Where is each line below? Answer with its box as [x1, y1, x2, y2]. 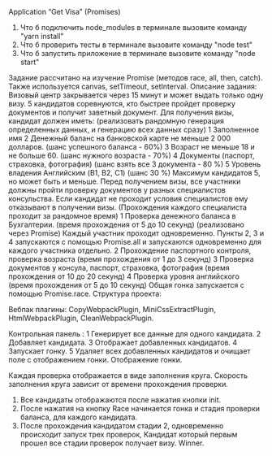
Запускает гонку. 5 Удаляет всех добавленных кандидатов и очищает [8, 346, 251, 356]
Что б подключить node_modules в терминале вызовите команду [19, 23, 248, 32]
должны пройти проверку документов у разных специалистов [8, 185, 226, 194]
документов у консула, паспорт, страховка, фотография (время [8, 263, 230, 272]
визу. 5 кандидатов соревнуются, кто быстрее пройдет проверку [8, 99, 235, 108]
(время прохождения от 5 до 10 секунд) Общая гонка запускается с [8, 280, 245, 289]
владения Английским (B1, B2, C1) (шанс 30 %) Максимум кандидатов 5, [8, 168, 261, 177]
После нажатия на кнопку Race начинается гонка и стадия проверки [19, 404, 261, 413]
